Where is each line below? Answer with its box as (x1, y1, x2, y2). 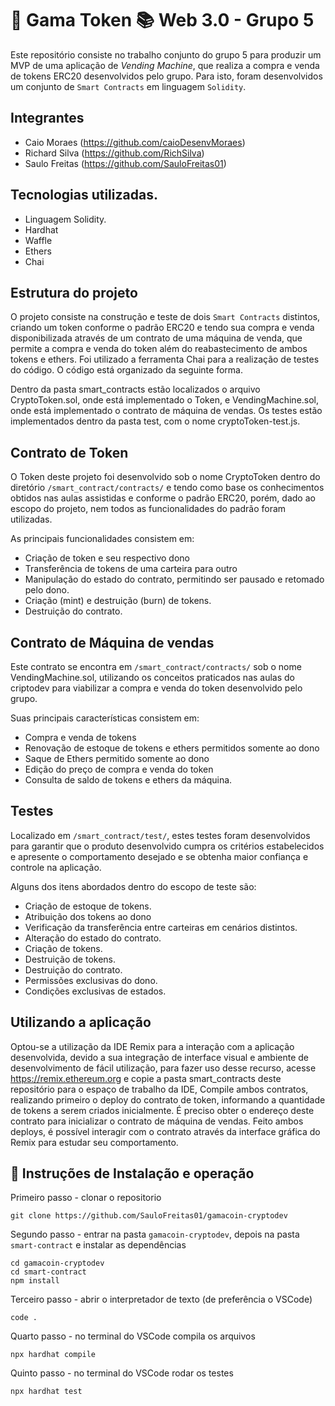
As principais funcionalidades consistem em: (10, 533, 195, 545)
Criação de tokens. (24, 942, 103, 954)
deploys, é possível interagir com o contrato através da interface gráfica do (10, 1125, 321, 1137)
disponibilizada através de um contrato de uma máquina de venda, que (10, 332, 303, 344)
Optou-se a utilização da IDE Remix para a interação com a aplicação (10, 1040, 295, 1052)
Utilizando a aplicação (10, 1014, 152, 1031)
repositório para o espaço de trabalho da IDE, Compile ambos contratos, (10, 1083, 309, 1095)
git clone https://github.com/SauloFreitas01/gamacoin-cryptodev (10, 1211, 288, 1221)
